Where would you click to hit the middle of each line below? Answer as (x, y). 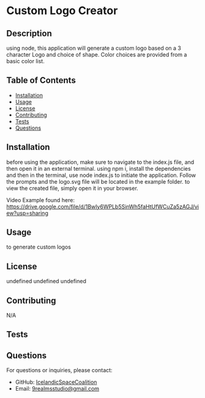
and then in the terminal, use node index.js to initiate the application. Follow (101, 175)
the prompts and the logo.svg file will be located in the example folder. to (98, 181)
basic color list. (25, 61)
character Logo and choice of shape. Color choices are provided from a (97, 55)
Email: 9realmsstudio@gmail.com (57, 389)
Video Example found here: (41, 200)
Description (29, 33)
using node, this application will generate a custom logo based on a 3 (94, 48)
